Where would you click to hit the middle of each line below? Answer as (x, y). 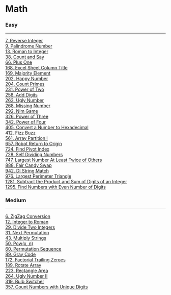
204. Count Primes (25, 84)
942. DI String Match (27, 171)
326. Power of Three (27, 117)
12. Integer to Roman (27, 222)
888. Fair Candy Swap (28, 165)
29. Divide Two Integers (30, 227)
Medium (16, 201)
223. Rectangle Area (27, 271)
